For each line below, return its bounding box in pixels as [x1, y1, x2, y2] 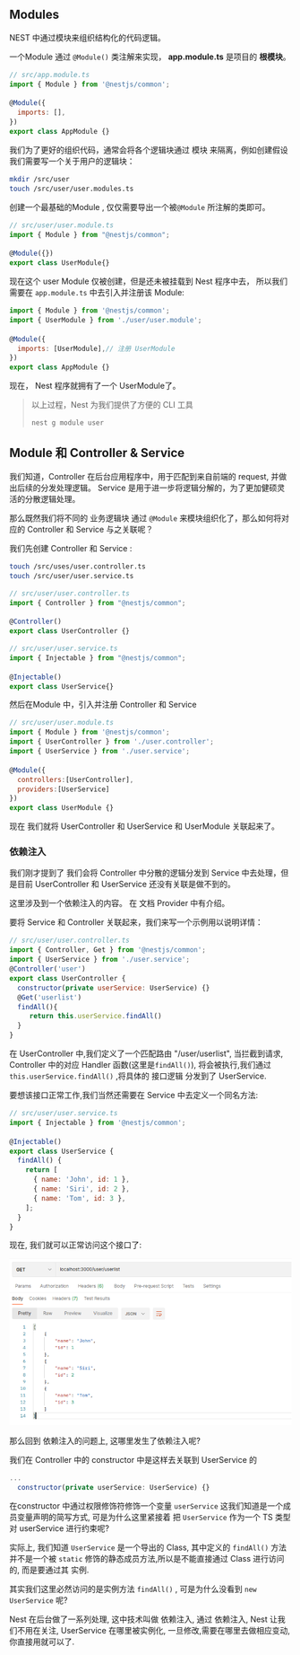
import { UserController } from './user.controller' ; [9, 737, 215, 746]
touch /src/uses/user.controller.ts [9, 561, 146, 571]
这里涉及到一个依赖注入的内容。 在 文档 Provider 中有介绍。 [9, 898, 230, 909]
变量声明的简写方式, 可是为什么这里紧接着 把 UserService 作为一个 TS [16, 1511, 273, 1522]
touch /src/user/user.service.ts [9, 571, 134, 580]
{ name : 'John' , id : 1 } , [32, 1175, 130, 1184]
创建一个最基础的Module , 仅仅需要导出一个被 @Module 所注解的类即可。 [9, 201, 270, 212]
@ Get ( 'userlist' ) [17, 992, 82, 1002]
